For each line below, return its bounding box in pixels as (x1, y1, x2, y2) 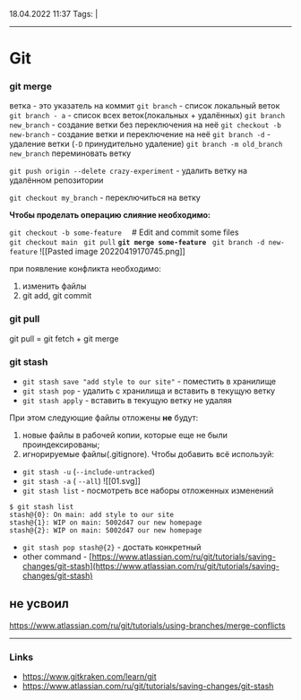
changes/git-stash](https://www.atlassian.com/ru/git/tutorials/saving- (21, 561, 280, 572)
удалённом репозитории (9, 175, 104, 186)
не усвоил (9, 596, 69, 611)
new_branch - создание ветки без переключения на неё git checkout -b (9, 119, 282, 130)
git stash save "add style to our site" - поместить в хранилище (21, 376, 276, 387)
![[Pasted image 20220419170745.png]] (39, 246, 185, 257)
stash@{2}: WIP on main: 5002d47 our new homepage (9, 526, 202, 535)
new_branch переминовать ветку (9, 148, 132, 159)
